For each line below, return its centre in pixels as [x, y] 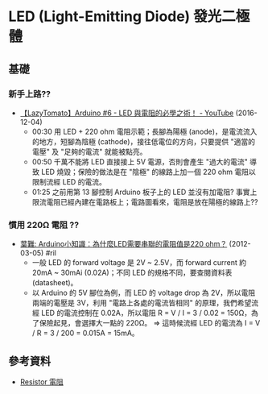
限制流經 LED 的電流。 [69, 181]
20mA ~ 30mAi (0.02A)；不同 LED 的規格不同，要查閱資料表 [132, 273]
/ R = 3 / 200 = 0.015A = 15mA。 [85, 333]
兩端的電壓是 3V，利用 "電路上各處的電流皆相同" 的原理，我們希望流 [145, 303]
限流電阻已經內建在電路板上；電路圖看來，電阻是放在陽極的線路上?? [145, 201]
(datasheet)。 [55, 283]
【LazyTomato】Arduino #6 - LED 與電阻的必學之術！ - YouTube [127, 113]
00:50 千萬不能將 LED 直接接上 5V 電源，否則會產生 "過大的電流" [140, 161]
